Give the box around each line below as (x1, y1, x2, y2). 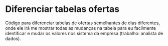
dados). (5, 36, 21, 42)
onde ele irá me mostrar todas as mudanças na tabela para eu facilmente (5, 25, 156, 31)
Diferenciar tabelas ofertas (5, 3, 120, 15)
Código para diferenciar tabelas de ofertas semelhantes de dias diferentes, (5, 20, 160, 26)
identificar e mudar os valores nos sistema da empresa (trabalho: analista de (5, 30, 163, 36)
